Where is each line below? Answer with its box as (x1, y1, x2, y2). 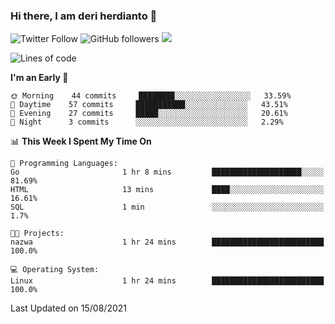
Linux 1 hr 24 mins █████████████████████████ (10, 276, 325, 286)
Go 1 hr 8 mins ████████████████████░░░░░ (10, 167, 325, 178)
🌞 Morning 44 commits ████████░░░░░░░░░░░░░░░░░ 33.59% (10, 91, 292, 101)
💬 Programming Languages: (10, 159, 118, 169)
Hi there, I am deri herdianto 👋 (10, 9, 158, 23)
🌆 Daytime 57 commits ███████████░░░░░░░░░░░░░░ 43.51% (10, 100, 288, 110)
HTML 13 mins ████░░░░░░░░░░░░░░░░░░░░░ (10, 185, 325, 195)
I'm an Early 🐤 (10, 72, 69, 84)
